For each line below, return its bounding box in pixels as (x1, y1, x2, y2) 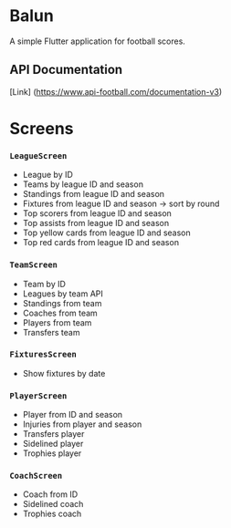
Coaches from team (22, 307, 98, 318)
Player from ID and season (22, 409, 123, 420)
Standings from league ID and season (22, 189, 165, 200)
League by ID (22, 170, 73, 181)
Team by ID (22, 278, 67, 289)
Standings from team (22, 297, 102, 308)
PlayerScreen (9, 390, 68, 401)
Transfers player (22, 429, 85, 440)
